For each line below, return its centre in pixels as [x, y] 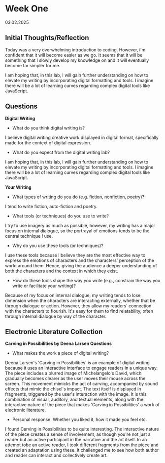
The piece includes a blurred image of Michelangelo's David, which [73, 373]
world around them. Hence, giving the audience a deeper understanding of [81, 265]
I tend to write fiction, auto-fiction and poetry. [51, 206]
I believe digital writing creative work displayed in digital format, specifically [82, 137]
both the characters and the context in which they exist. [62, 271]
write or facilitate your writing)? [44, 286]
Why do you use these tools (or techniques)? [58, 246]
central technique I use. [29, 236]
